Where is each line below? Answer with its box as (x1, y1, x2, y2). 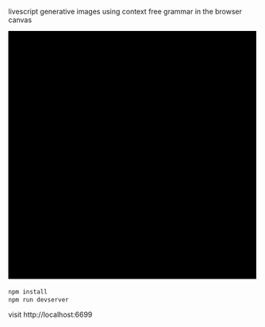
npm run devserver (8, 296, 69, 304)
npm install (8, 288, 48, 296)
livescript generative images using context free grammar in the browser (8, 7, 243, 16)
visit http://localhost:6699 (8, 310, 93, 319)
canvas (8, 15, 33, 25)
